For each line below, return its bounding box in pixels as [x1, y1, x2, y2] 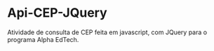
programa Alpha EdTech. [7, 35, 79, 43]
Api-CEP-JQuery [7, 5, 107, 21]
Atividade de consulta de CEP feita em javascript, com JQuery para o [7, 28, 208, 36]
